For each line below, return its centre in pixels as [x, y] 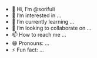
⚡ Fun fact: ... [28, 50]
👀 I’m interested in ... [36, 15]
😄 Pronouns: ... [31, 43]
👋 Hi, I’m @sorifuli [33, 9]
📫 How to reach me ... [39, 35]
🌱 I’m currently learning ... [43, 22]
